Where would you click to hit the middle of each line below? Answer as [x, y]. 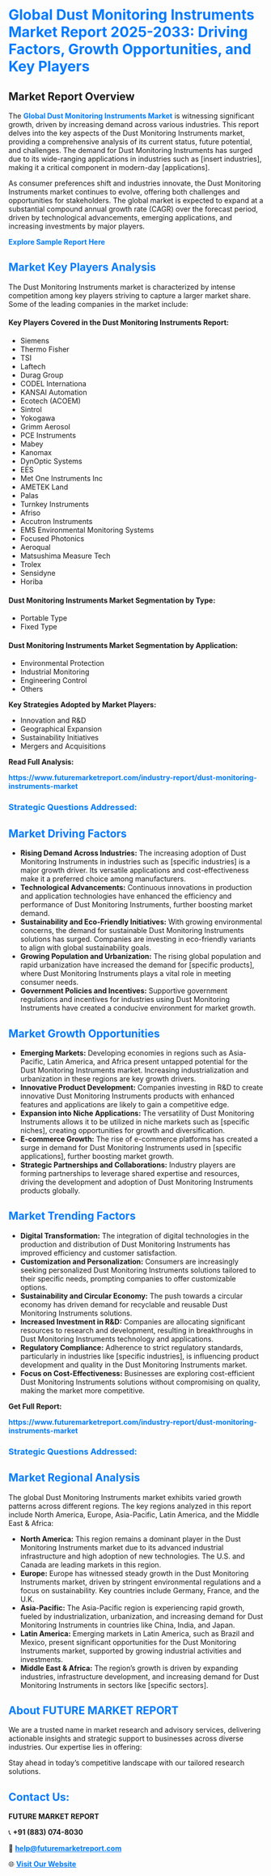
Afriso [30, 513]
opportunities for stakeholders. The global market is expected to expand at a [136, 200]
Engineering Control [53, 680]
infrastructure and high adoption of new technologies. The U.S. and [132, 1556]
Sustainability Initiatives [59, 738]
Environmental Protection [62, 663]
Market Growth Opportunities [84, 1033]
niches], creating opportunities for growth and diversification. [122, 1130]
